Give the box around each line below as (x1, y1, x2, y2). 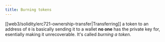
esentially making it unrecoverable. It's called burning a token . (5, 31, 132, 37)
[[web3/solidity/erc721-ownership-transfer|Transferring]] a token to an (5, 21, 149, 27)
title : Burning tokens (5, 7, 52, 12)
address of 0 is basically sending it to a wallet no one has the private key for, (5, 26, 160, 32)
